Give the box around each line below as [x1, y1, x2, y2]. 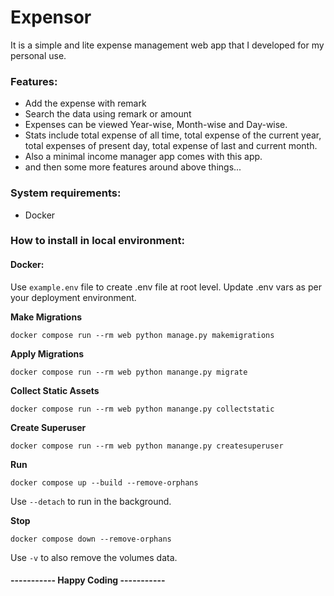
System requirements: [10, 186, 122, 200]
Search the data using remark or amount [24, 108, 192, 120]
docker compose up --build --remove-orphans [10, 477, 199, 488]
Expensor [10, 6, 92, 29]
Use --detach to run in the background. [10, 495, 172, 507]
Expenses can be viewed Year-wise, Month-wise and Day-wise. [24, 119, 288, 131]
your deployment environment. [10, 291, 137, 303]
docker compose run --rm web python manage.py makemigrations [10, 330, 275, 340]
